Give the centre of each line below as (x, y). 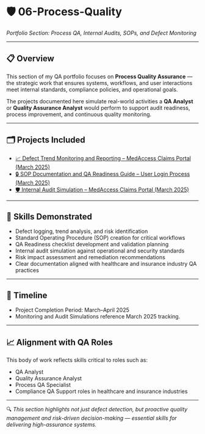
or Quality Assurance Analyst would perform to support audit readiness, (98, 108)
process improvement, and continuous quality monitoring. (79, 114)
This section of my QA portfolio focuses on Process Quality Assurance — (99, 76)
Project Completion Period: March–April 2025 (72, 310)
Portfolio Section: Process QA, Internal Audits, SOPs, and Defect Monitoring (102, 33)
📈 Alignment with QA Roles (59, 342)
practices (27, 270)
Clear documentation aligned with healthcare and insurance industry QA (106, 264)
